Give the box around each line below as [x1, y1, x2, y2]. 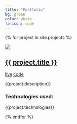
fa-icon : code [5, 21, 35, 26]
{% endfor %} [5, 114, 34, 120]
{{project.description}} [5, 81, 51, 87]
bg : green [5, 12, 26, 17]
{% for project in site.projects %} [5, 35, 73, 41]
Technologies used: [5, 93, 54, 100]
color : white [5, 16, 32, 21]
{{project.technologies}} [5, 104, 54, 110]
